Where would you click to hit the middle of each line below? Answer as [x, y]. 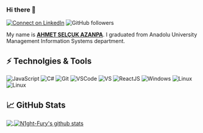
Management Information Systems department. [66, 41]
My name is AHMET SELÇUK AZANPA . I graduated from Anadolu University [102, 35]
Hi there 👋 [21, 10]
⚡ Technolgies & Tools [49, 61]
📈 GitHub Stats [36, 105]
